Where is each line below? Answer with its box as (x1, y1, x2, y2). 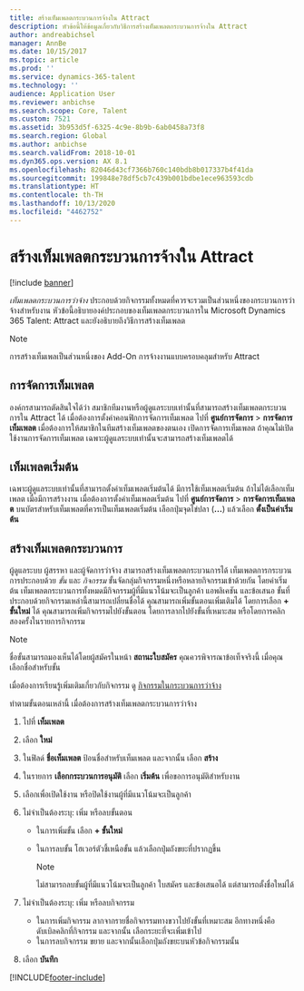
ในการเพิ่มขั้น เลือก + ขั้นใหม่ (35, 825, 123, 836)
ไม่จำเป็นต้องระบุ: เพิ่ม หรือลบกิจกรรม (22, 898, 134, 908)
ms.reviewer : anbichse (9, 97, 95, 107)
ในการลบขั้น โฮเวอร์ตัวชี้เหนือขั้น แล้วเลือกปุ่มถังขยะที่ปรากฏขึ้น (35, 843, 221, 854)
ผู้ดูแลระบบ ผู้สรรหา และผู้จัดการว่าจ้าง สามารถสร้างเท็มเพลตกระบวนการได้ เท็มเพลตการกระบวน (9, 564, 292, 576)
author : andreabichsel (9, 30, 95, 39)
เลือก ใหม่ (22, 734, 53, 745)
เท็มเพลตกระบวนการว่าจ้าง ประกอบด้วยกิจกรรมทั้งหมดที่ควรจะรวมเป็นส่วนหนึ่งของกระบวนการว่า (9, 294, 295, 305)
